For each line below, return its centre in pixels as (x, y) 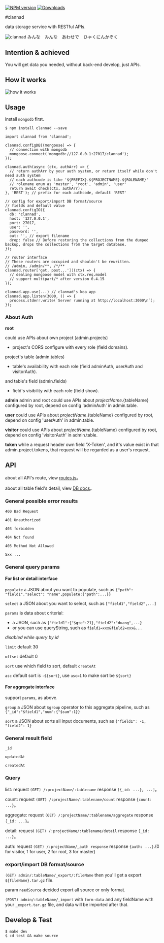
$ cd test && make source (32, 936)
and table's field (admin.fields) (36, 381)
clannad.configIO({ (25, 210)
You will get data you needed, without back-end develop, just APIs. (73, 65)
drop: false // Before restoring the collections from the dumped (79, 240)
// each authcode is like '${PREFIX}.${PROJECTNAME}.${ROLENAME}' (79, 180)
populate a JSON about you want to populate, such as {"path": (69, 589)
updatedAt (15, 757)
